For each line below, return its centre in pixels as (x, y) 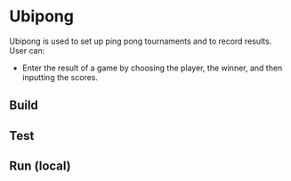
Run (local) (40, 166)
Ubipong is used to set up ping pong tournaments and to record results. (141, 41)
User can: (27, 50)
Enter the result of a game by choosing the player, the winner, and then (152, 68)
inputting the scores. (60, 77)
